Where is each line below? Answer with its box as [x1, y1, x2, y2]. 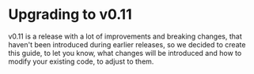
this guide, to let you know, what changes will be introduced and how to [8, 48, 242, 57]
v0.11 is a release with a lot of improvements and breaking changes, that [8, 31, 243, 41]
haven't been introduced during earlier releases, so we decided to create [8, 39, 246, 49]
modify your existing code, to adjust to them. [8, 57, 154, 66]
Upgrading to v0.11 [8, 6, 132, 24]
